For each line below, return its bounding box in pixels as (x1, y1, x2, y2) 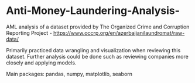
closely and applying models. (6, 59, 77, 66)
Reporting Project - (6, 29, 53, 36)
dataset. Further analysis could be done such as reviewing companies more (6, 53, 189, 60)
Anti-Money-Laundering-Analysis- (6, 4, 180, 17)
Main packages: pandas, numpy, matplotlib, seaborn (6, 70, 133, 77)
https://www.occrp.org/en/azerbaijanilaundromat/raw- (53, 29, 185, 36)
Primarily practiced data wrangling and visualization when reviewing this (6, 46, 181, 53)
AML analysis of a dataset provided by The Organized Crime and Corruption (6, 23, 190, 30)
